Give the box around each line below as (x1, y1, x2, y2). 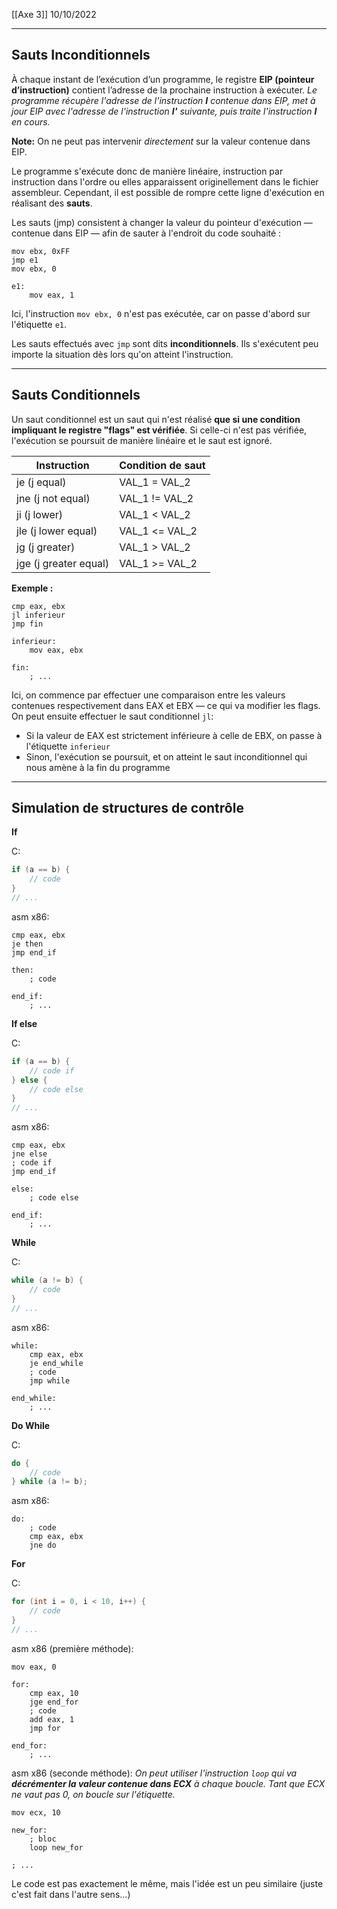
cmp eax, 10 (29, 1688, 79, 1698)
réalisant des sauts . (11, 197, 93, 209)
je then (11, 939, 44, 949)
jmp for (29, 1723, 61, 1733)
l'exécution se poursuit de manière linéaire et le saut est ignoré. (11, 434, 273, 446)
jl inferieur (11, 610, 66, 620)
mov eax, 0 (11, 1662, 57, 1672)
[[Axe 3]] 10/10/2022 (11, 9, 97, 20)
